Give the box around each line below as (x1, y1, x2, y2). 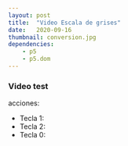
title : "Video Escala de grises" (8, 19, 122, 27)
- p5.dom (22, 55, 51, 63)
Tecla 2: (19, 122, 46, 131)
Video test (8, 80, 49, 91)
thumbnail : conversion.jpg (8, 33, 97, 41)
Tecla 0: (19, 130, 46, 140)
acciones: (8, 98, 40, 108)
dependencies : (8, 41, 55, 48)
